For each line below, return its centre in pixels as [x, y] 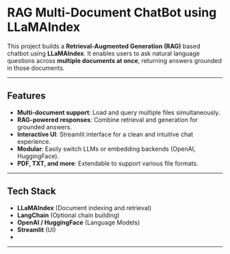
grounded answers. [44, 127]
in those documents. [36, 68]
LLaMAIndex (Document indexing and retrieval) [84, 207]
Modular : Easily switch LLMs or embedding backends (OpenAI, [106, 149]
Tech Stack [31, 191]
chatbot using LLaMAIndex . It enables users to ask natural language [103, 53]
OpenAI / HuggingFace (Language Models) [78, 222]
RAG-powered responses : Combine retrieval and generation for [107, 119]
